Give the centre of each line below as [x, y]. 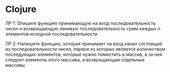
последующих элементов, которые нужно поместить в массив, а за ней [84, 54]
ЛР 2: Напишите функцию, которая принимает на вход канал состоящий [84, 43]
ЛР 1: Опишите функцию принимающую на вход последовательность [80, 23]
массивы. [16, 65]
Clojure [21, 9]
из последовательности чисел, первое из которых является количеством [85, 49]
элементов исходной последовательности [52, 34]
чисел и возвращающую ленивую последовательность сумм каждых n [83, 28]
